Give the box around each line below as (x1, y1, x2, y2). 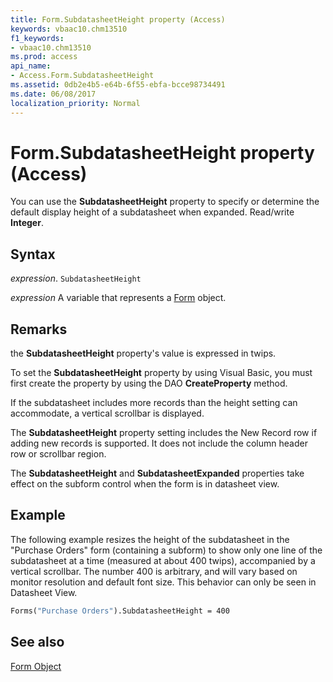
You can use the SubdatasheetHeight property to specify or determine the (10, 196, 320, 208)
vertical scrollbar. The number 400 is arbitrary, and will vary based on (10, 565, 298, 577)
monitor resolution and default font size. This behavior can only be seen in (10, 576, 317, 588)
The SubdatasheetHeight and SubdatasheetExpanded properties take (10, 467, 305, 480)
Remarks (10, 321, 68, 338)
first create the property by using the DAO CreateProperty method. (10, 377, 288, 390)
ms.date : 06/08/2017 (10, 89, 97, 99)
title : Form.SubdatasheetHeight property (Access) (10, 14, 226, 25)
